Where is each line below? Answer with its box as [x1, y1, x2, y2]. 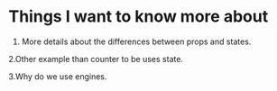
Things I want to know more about [8, 6, 269, 27]
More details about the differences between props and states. [21, 36, 252, 47]
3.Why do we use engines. [8, 70, 107, 82]
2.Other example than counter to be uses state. [8, 53, 184, 64]
